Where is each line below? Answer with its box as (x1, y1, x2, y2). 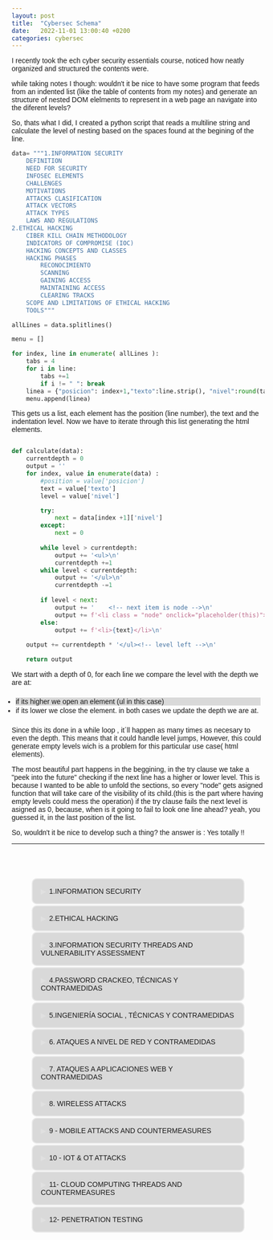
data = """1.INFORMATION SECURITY (11, 149, 124, 157)
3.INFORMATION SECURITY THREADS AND (48, 940, 194, 950)
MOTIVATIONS (26, 186, 66, 195)
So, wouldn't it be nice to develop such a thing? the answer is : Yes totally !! (11, 828, 246, 838)
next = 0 (54, 529, 84, 537)
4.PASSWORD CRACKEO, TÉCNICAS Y (48, 975, 178, 985)
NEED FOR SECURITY (26, 165, 88, 173)
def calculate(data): (11, 447, 84, 455)
